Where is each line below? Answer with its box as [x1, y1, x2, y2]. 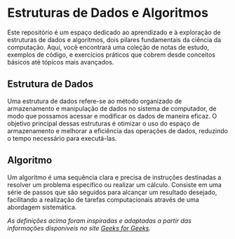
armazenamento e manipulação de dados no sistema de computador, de [7, 104, 217, 113]
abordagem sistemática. [7, 203, 77, 211]
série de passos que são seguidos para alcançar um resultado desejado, [7, 188, 217, 196]
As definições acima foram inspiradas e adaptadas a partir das [7, 216, 192, 225]
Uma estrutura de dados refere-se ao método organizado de [7, 97, 182, 105]
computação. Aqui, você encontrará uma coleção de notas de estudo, [7, 43, 210, 51]
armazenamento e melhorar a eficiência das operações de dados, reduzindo [7, 126, 228, 135]
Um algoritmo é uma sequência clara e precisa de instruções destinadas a [7, 173, 222, 182]
